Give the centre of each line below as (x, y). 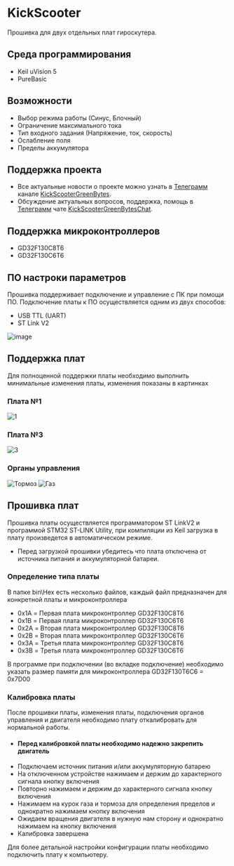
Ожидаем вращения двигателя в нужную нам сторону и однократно (121, 819)
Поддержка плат (46, 359)
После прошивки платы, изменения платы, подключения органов (106, 713)
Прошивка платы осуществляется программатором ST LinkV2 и (104, 523)
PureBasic (32, 79)
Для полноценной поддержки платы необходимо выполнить (98, 375)
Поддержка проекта (55, 170)
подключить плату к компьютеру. (58, 855)
